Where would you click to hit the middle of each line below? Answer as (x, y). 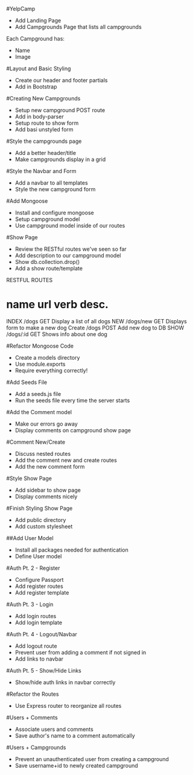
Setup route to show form (47, 123)
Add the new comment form (50, 466)
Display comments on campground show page (73, 430)
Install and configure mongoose (55, 213)
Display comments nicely (46, 496)
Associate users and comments (54, 729)
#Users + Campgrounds (36, 747)
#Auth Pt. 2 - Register (33, 568)
